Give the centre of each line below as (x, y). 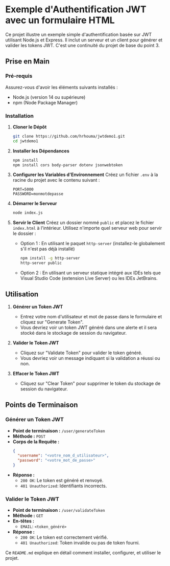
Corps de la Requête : (36, 442)
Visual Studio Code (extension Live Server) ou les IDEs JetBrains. (89, 278)
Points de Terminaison (42, 405)
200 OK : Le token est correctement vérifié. (64, 537)
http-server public (41, 263)
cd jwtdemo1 (25, 141)
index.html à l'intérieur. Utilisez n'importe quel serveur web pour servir (87, 228)
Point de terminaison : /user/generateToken (59, 430)
